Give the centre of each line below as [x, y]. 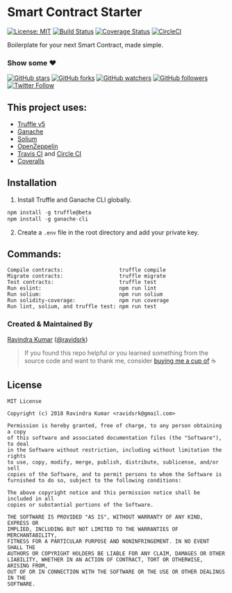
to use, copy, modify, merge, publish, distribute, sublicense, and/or [113, 462]
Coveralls [31, 161]
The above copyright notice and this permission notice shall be [103, 492]
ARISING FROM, [28, 566]
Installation [32, 183]
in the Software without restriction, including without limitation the [115, 450]
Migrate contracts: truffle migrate [87, 276]
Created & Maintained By [50, 324]
